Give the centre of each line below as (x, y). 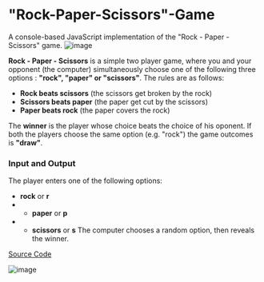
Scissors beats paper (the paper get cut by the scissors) (114, 101)
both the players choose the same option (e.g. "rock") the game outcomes (131, 134)
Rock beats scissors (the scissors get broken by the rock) (116, 93)
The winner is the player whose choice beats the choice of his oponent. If (130, 125)
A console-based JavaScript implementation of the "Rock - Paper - (119, 37)
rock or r (34, 197)
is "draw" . (26, 142)
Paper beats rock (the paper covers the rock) (95, 110)
